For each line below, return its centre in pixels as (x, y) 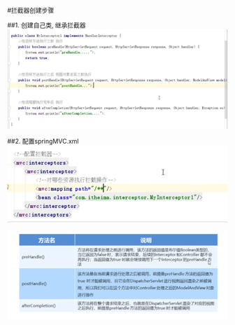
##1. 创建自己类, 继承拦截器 (47, 25)
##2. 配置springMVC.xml (43, 141)
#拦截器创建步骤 (31, 10)
